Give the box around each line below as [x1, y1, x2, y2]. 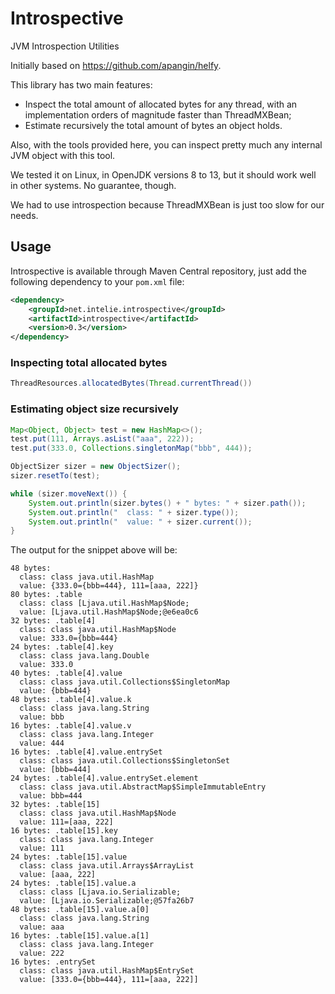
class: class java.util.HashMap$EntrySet [19, 966, 195, 976]
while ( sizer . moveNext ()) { [10, 488, 128, 499]
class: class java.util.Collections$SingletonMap [19, 677, 230, 687]
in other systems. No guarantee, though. [10, 179, 177, 191]
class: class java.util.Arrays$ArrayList [19, 861, 195, 871]
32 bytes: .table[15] [10, 800, 101, 810]
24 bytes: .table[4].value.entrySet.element [10, 773, 199, 784]
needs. [10, 209, 39, 221]
